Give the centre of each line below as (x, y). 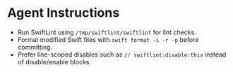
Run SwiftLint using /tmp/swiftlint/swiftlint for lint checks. (107, 32)
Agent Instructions (64, 13)
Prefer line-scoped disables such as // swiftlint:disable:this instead (122, 55)
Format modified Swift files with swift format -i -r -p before (108, 39)
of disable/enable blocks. (54, 62)
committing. (35, 47)
